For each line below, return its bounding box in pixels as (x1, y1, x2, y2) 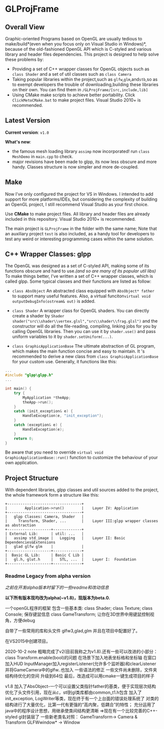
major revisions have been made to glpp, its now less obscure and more (12, 159, 157, 165)
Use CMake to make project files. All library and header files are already (5, 211, 150, 217)
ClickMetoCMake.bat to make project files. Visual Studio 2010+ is (12, 97, 141, 103)
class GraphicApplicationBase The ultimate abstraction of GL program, (12, 343, 156, 349)
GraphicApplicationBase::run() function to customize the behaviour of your (5, 455, 158, 460)
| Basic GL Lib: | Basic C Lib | (5, 553, 84, 558)
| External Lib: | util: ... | (5, 531, 84, 537)
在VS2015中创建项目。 (5, 638, 51, 644)
